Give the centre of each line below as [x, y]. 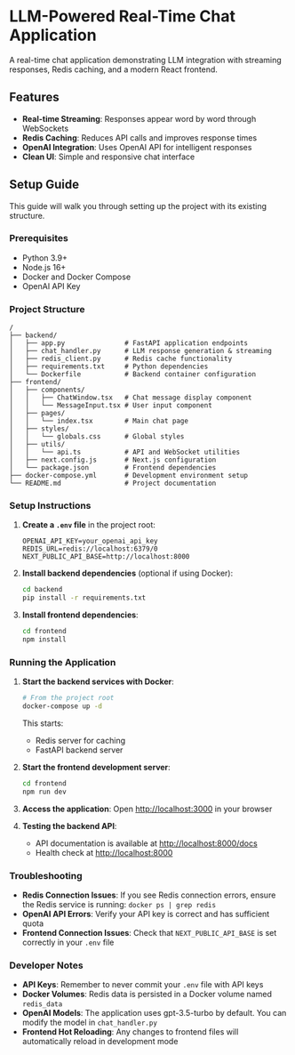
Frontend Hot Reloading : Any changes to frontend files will [130, 1032]
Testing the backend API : [69, 825]
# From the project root [68, 698]
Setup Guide [44, 185]
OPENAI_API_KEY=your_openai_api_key [90, 541]
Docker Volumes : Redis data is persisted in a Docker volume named [147, 995]
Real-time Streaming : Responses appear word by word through [139, 118]
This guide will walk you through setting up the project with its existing [138, 205]
